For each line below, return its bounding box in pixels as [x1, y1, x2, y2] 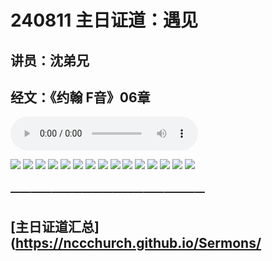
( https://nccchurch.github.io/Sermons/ [10, 234, 262, 251]
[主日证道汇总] [10, 218, 100, 235]
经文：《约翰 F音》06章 [10, 89, 151, 106]
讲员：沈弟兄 [10, 52, 90, 69]
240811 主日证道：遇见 [10, 9, 199, 32]
